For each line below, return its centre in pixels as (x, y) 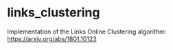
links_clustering (54, 13)
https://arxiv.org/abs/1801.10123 (52, 38)
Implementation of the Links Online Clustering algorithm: (87, 32)
